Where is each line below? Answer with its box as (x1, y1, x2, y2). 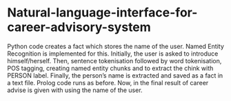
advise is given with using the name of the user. (7, 86, 143, 94)
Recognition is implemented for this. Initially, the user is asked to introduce (7, 49, 219, 58)
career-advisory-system (7, 19, 152, 35)
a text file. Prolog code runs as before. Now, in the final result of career (7, 78, 209, 87)
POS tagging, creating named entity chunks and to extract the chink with (7, 64, 214, 72)
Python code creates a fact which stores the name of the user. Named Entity (7, 42, 224, 50)
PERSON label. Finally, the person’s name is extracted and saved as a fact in (7, 71, 223, 80)
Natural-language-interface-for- (7, 5, 198, 21)
